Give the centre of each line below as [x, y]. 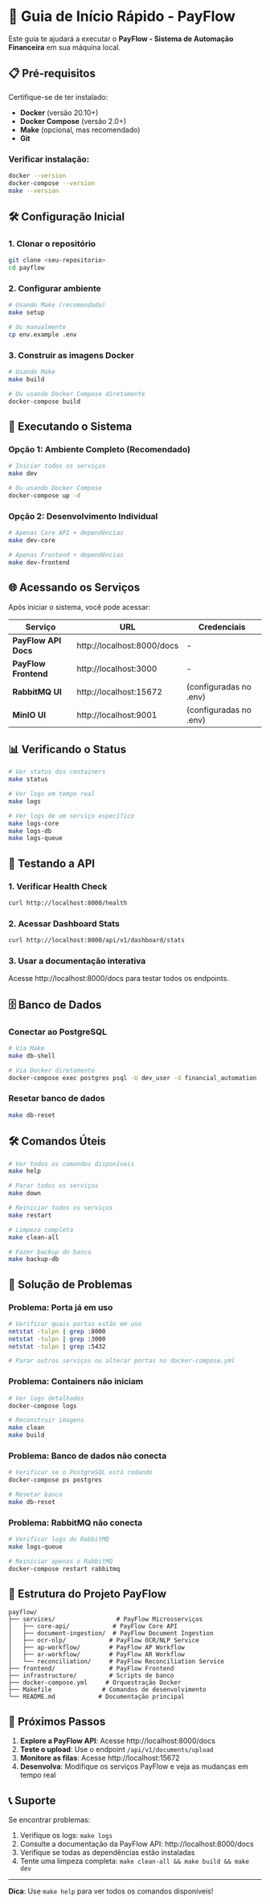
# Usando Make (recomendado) [57, 305]
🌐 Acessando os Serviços [74, 588]
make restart [30, 1215]
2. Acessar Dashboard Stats [64, 923]
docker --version [37, 176]
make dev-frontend [39, 563]
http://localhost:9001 [117, 715]
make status [28, 780]
